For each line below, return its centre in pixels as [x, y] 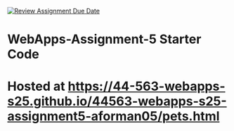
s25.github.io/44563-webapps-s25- [117, 101]
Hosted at [36, 86]
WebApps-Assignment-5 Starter [104, 39]
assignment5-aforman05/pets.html [113, 117]
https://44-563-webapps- [147, 86]
